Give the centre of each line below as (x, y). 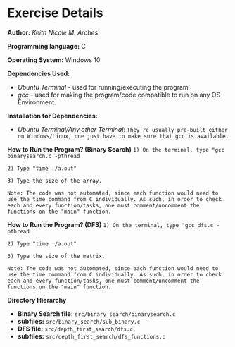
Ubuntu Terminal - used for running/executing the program (103, 87)
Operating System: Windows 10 (54, 60)
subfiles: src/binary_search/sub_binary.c (79, 321)
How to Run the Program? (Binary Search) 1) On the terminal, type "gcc (116, 149)
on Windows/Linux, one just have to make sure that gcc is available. (123, 136)
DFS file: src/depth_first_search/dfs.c (75, 329)
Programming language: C (47, 46)
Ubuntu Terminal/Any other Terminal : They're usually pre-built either (122, 129)
